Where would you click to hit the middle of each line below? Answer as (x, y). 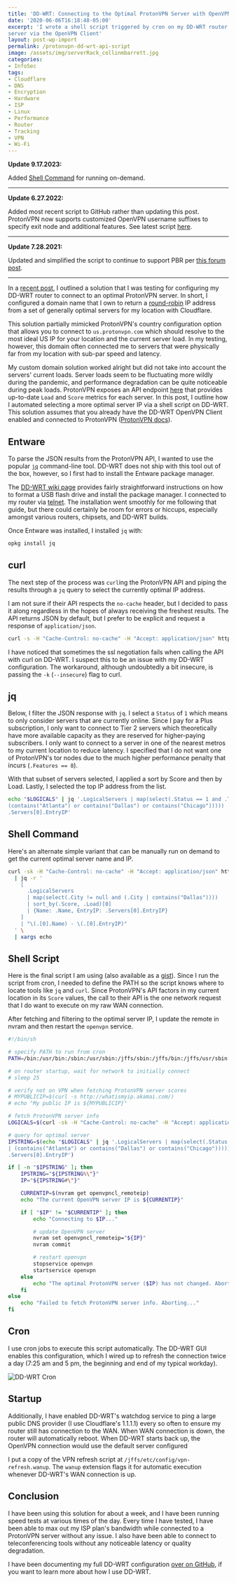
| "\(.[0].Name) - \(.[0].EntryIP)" (74, 924)
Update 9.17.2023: (35, 164)
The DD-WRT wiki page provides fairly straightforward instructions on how (116, 487)
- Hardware (24, 99)
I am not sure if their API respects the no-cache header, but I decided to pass (118, 603)
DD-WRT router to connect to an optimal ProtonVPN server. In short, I (108, 296)
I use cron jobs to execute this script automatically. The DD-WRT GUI (107, 1348)
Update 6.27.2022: (36, 198)
